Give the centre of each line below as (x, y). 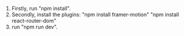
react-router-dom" (34, 21)
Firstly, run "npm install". (41, 8)
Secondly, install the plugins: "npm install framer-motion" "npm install (95, 15)
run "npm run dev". (34, 27)
